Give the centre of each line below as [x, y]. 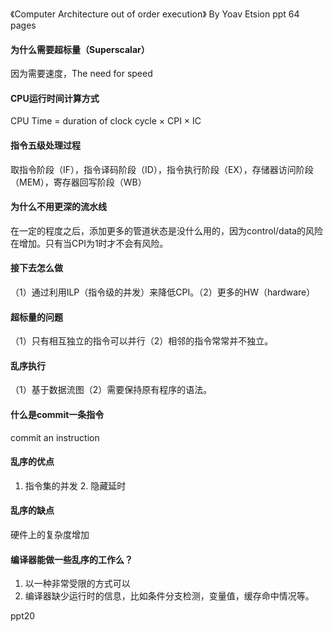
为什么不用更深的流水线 [58, 207]
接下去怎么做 [36, 268]
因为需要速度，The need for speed [81, 74]
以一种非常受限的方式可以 [77, 584]
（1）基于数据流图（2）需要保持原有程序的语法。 [111, 390]
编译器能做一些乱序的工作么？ [71, 559]
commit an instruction [55, 437]
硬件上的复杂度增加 [50, 535]
